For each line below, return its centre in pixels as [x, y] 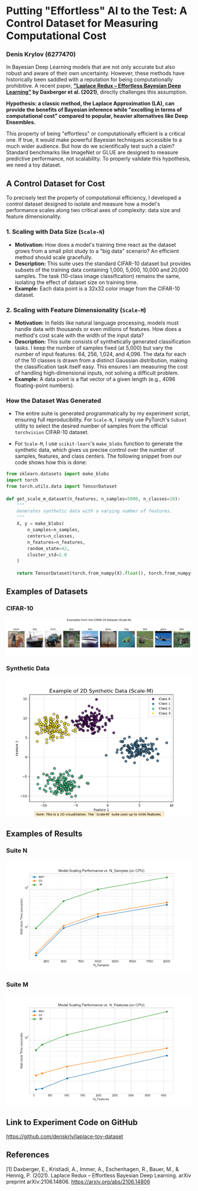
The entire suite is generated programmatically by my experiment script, [102, 413]
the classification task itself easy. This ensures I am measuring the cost [101, 366]
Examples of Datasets [47, 592]
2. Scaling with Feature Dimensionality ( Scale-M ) [76, 310]
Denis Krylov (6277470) [41, 54]
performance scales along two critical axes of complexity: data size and [93, 210]
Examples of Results [44, 834]
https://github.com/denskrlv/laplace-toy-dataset [65, 1137]
